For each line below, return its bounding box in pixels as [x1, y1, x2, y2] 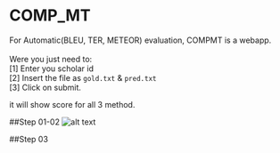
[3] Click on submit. [9, 82, 82, 93]
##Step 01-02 [9, 117, 61, 127]
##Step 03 [9, 133, 49, 144]
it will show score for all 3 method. [9, 99, 136, 109]
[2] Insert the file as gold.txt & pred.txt [9, 72, 157, 83]
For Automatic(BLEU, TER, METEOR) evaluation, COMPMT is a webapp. [9, 35, 272, 45]
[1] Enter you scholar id [9, 63, 95, 74]
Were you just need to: [9, 53, 93, 64]
